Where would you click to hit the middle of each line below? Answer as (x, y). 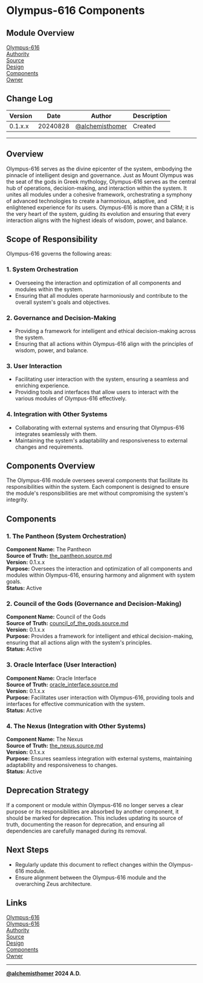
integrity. (17, 500)
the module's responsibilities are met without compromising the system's (97, 493)
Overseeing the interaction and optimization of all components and (98, 283)
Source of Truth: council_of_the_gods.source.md (67, 623)
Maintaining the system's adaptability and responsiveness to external (101, 440)
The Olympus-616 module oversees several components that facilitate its (97, 480)
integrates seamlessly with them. (56, 434)
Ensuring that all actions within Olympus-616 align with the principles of (104, 344)
